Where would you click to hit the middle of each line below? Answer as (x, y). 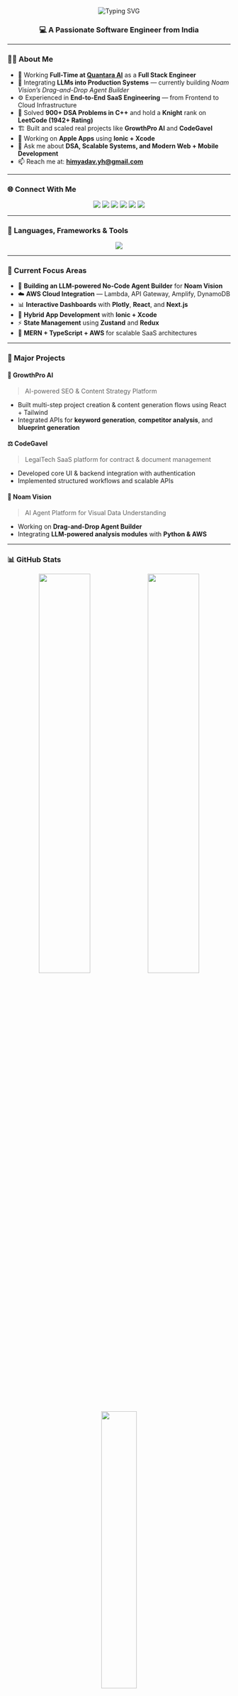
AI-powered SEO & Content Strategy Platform (91, 391)
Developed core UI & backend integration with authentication (107, 473)
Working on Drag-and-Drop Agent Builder (80, 526)
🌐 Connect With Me (42, 189)
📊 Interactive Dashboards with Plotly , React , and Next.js (103, 305)
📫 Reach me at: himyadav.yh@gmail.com (80, 161)
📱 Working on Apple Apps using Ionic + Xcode (86, 138)
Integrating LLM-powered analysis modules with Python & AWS (112, 534)
